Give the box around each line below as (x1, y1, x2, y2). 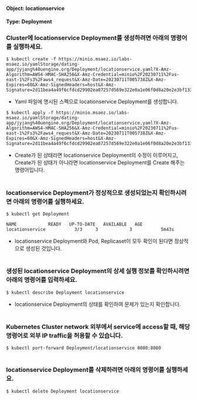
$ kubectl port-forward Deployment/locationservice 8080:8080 (6, 345, 161, 351)
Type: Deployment (6, 18, 52, 25)
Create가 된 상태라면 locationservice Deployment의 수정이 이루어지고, (14, 152, 179, 159)
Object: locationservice (6, 5, 65, 12)
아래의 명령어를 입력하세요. (6, 276, 77, 284)
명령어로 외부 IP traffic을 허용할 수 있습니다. (6, 331, 123, 340)
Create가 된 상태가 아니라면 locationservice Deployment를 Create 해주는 (14, 159, 185, 166)
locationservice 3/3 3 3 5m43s (6, 227, 175, 233)
